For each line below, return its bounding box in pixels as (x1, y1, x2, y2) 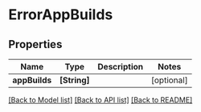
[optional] (151, 74, 188, 86)
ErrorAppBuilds (8, 6, 113, 24)
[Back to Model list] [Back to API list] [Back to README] (8, 95, 193, 105)
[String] (59, 74, 90, 86)
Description (97, 62, 143, 72)
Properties (8, 38, 63, 51)
